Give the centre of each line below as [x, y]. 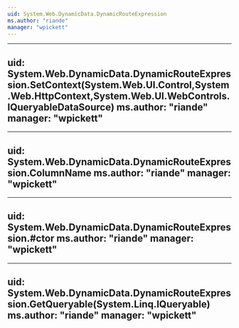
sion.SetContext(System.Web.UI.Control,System [118, 85]
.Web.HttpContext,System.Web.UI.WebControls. [119, 96]
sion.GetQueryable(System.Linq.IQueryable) [109, 304]
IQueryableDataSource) [61, 107]
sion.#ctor [31, 239]
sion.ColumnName [49, 173]
